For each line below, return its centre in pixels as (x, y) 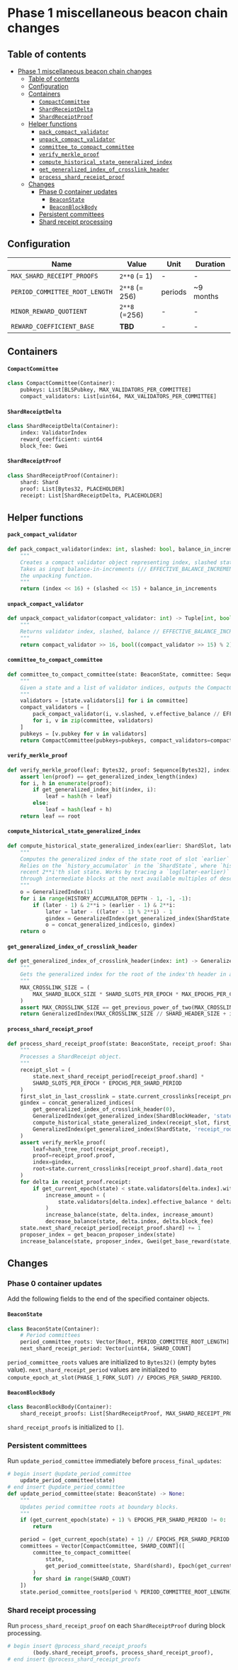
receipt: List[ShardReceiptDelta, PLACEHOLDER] (91, 495)
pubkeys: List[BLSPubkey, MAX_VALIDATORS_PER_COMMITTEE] (106, 390)
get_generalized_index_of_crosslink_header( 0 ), (104, 1110)
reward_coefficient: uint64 (61, 439)
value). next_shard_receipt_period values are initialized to (92, 1370)
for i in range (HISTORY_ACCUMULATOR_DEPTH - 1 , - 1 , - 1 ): (106, 898)
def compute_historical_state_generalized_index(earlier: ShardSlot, (112, 846)
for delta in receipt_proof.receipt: (76, 1182)
